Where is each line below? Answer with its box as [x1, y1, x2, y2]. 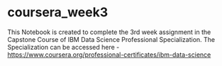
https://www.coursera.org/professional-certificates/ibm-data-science [7, 50, 211, 59]
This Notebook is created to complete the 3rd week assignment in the [7, 28, 211, 36]
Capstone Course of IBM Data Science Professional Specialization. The [7, 35, 216, 43]
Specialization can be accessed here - [7, 43, 120, 51]
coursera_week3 [7, 4, 109, 21]
